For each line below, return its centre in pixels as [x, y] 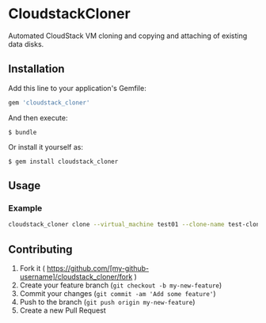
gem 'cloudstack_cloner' [49, 103]
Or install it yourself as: [46, 146]
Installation [36, 69]
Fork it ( [32, 268]
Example [25, 208]
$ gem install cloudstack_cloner [63, 161]
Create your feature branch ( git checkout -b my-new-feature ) [121, 285]
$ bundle [23, 132]
